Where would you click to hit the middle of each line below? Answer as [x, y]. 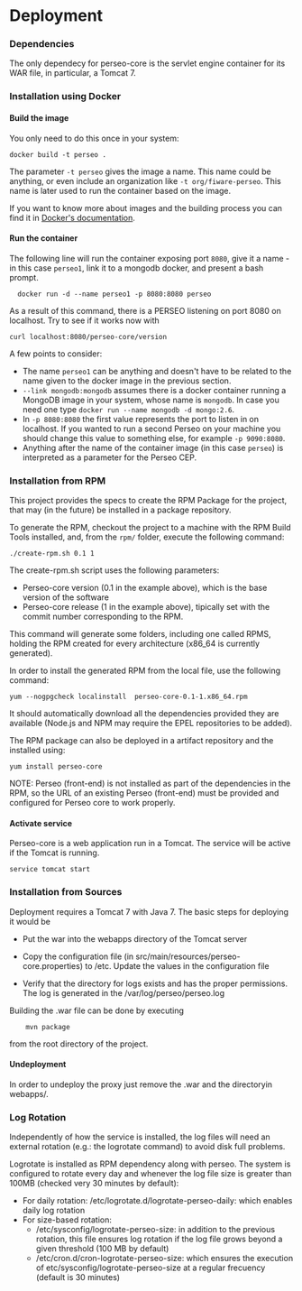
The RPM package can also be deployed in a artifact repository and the [142, 741]
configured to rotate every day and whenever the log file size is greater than [151, 1174]
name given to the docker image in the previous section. [127, 381]
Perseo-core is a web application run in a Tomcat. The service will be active [150, 844]
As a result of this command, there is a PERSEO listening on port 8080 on [145, 310]
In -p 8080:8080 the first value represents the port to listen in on [141, 419]
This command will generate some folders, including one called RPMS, [141, 634]
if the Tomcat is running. [55, 853]
